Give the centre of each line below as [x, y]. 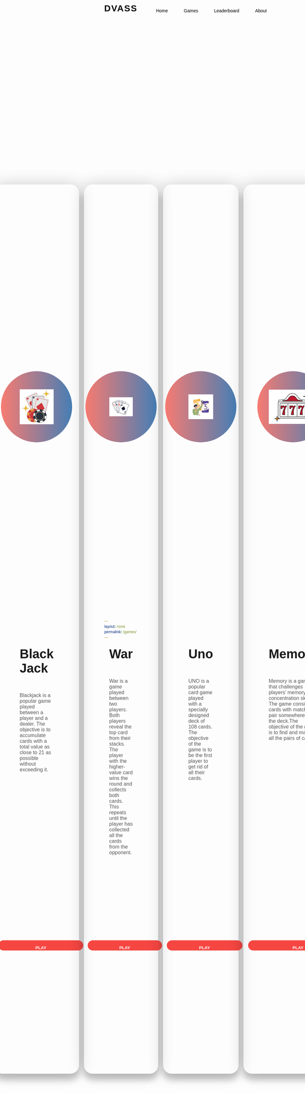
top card [118, 733]
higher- [117, 767]
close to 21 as [35, 753]
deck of [197, 721]
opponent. [120, 853]
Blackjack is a [35, 696]
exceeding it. [34, 770]
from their [120, 738]
